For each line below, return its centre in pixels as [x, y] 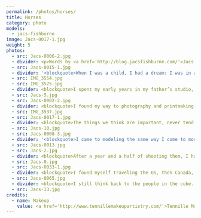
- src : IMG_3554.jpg [37, 78]
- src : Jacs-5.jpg [35, 95]
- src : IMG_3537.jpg [37, 112]
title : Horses [24, 17]
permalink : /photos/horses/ [41, 12]
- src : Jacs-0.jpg [35, 162]
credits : [17, 195]
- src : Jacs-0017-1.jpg [41, 117]
